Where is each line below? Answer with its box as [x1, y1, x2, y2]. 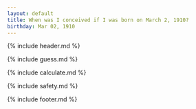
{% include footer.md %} [7, 95, 78, 103]
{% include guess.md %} [7, 55, 78, 63]
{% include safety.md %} [7, 82, 78, 90]
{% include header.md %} [7, 42, 80, 50]
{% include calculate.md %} [7, 68, 87, 77]
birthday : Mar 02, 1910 [7, 23, 76, 30]
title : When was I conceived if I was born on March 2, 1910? [7, 17, 189, 23]
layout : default [7, 10, 54, 17]
